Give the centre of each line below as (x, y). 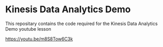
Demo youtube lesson (28, 29)
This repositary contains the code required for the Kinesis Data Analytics (81, 24)
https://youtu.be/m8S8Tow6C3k (39, 39)
